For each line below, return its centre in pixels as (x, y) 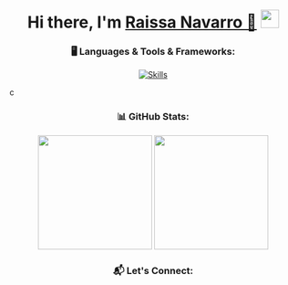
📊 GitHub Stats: (153, 117)
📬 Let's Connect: (153, 270)
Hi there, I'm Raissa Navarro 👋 (142, 22)
